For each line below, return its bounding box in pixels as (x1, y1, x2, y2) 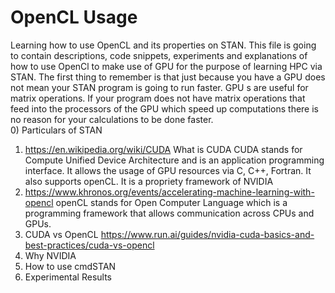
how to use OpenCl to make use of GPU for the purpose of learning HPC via (10, 60, 323, 72)
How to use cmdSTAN (24, 260, 117, 272)
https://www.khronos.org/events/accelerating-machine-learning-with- (24, 186, 315, 198)
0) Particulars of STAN (10, 124, 103, 136)
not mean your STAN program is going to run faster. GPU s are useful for (10, 81, 309, 93)
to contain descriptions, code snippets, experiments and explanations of (10, 49, 308, 61)
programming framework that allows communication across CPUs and (24, 207, 315, 219)
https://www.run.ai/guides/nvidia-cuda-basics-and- (100, 228, 315, 240)
